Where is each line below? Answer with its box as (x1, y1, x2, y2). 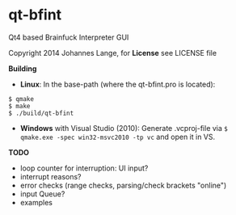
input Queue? (19, 188, 65, 199)
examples (19, 197, 53, 207)
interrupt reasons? (19, 171, 82, 181)
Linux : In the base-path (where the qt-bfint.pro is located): (19, 79, 216, 89)
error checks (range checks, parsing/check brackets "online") (19, 180, 227, 190)
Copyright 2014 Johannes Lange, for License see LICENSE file (8, 48, 217, 57)
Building (8, 63, 37, 74)
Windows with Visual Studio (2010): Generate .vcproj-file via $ (19, 123, 228, 133)
